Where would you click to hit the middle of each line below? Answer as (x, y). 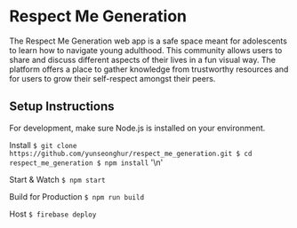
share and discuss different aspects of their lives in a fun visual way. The (142, 59)
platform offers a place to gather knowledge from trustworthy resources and (149, 69)
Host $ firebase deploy (53, 214)
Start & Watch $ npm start (57, 179)
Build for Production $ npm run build (77, 196)
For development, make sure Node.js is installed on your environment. (137, 128)
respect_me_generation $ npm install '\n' (86, 162)
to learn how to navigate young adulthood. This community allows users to (146, 50)
